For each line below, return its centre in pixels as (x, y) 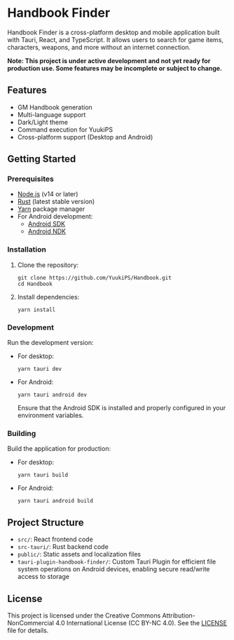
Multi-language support (51, 114)
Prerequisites (30, 179)
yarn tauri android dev (52, 395)
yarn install (36, 310)
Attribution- (179, 615)
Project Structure (46, 523)
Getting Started (42, 159)
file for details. (28, 630)
